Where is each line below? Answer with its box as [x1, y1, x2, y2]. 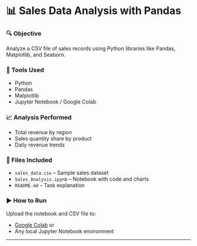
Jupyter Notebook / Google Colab [14, 98, 97, 105]
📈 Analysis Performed [6, 113, 72, 121]
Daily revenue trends [14, 141, 65, 148]
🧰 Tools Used [6, 66, 44, 74]
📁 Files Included [6, 156, 53, 164]
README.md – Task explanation [14, 182, 85, 189]
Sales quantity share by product [14, 135, 92, 142]
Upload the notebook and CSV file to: [6, 210, 96, 217]
